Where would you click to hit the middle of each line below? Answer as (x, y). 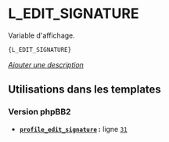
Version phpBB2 (40, 112)
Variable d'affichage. (42, 35)
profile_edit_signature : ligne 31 (73, 129)
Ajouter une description (46, 64)
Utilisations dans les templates (85, 90)
